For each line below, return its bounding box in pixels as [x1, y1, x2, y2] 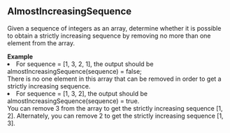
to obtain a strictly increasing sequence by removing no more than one [7, 31, 211, 40]
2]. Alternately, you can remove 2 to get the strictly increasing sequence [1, [7, 111, 224, 120]
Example [7, 52, 34, 61]
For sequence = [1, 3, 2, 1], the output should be [16, 59, 154, 68]
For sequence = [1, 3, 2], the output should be [16, 89, 148, 97]
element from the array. [7, 38, 76, 47]
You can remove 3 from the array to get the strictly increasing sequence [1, [7, 104, 223, 112]
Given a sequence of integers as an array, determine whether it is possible [7, 24, 222, 32]
